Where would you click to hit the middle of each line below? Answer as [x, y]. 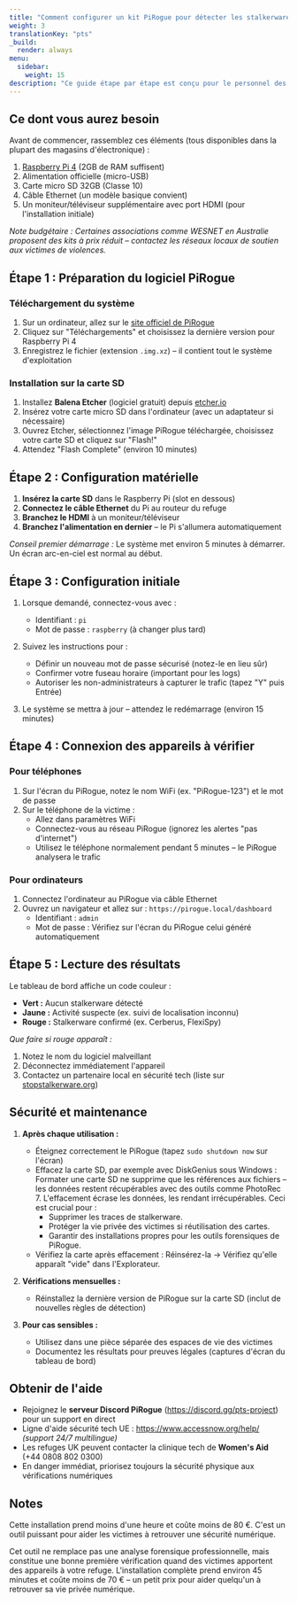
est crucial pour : [66, 1207]
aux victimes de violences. [57, 250]
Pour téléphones [46, 772]
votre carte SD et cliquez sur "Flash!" [89, 440]
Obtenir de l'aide [56, 1389]
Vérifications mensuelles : [71, 1280]
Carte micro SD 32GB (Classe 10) [82, 186]
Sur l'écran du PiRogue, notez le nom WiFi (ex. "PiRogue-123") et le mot [153, 790]
